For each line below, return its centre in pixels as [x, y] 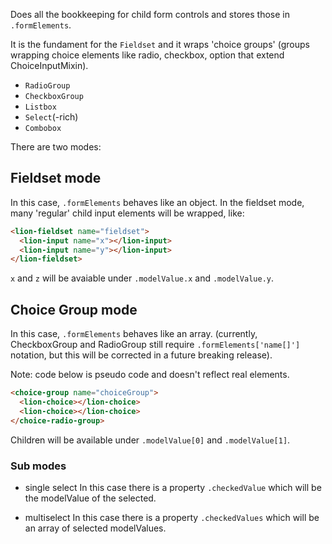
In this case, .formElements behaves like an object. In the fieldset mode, [157, 202]
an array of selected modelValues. [95, 528]
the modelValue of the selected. [90, 498]
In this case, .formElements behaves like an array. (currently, [134, 334]
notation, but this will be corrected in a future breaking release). [141, 355]
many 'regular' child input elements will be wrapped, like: [127, 213]
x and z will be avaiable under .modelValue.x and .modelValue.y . [142, 278]
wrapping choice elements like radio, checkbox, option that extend [147, 55]
